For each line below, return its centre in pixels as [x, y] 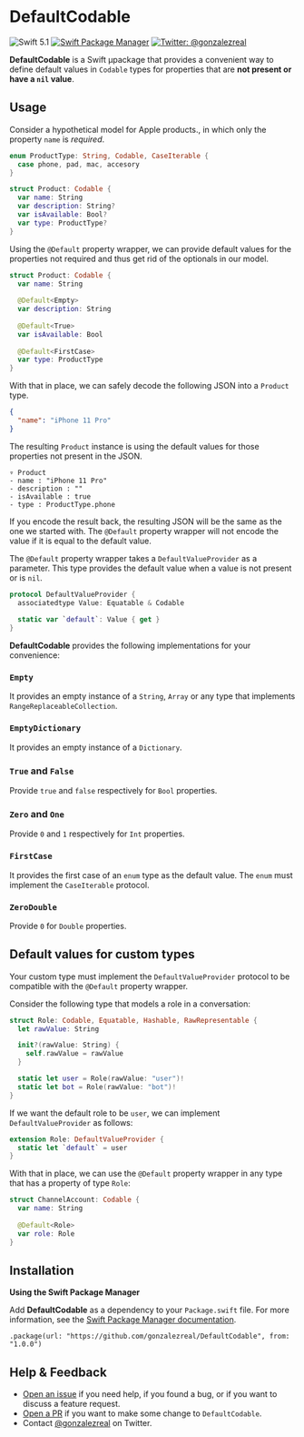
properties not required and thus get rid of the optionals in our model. [139, 258]
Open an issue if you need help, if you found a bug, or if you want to [150, 1394]
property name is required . [57, 139]
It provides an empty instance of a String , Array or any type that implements [152, 696]
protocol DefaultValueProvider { [73, 594]
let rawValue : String [59, 1029]
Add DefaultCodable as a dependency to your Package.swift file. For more [150, 1310]
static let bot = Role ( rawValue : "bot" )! [97, 1087]
